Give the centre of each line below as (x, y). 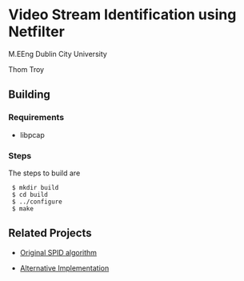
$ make (23, 209)
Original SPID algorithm (58, 252)
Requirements (36, 118)
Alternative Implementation (64, 268)
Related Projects (50, 233)
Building (29, 95)
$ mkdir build (35, 187)
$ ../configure (37, 202)
